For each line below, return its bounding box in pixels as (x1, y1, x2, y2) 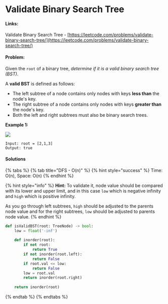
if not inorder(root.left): (23, 252, 82, 257)
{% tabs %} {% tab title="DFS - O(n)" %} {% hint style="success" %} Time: (5, 167, 163, 173)
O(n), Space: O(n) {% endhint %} (5, 172, 74, 179)
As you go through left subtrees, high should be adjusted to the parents (5, 203, 154, 209)
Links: (5, 20, 19, 26)
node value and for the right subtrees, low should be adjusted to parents (5, 208, 155, 214)
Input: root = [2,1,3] (5, 141, 53, 146)
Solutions (5, 156, 26, 162)
